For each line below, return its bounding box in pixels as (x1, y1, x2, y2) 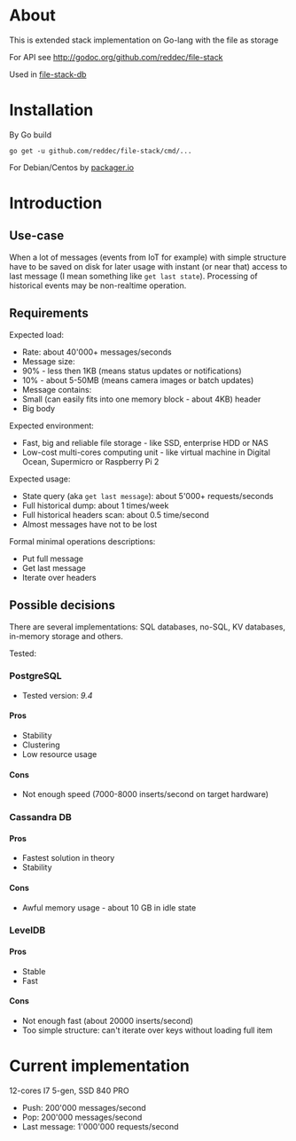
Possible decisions (9, 598, 115, 613)
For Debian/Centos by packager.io (9, 161, 135, 173)
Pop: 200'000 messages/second (21, 1112, 143, 1122)
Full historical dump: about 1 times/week (21, 500, 169, 511)
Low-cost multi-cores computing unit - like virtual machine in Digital (21, 447, 270, 457)
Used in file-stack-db (9, 68, 87, 80)
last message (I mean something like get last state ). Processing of (9, 270, 259, 281)
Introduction (9, 193, 103, 214)
